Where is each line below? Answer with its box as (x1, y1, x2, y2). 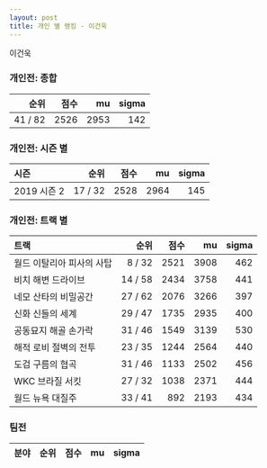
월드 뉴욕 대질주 (13, 392, 77, 405)
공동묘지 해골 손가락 (13, 325, 94, 337)
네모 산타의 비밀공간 (13, 291, 94, 303)
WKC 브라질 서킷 (13, 375, 82, 388)
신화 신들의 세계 (13, 308, 77, 320)
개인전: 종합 (9, 72, 58, 85)
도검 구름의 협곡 (13, 358, 77, 371)
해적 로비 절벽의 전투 (13, 341, 96, 354)
